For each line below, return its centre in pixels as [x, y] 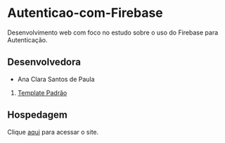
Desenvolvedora [44, 62]
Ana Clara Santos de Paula [56, 79]
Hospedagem [38, 115]
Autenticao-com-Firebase [85, 13]
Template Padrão [42, 92]
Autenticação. [27, 39]
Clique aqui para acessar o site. [53, 132]
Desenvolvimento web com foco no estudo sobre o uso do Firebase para [113, 32]
